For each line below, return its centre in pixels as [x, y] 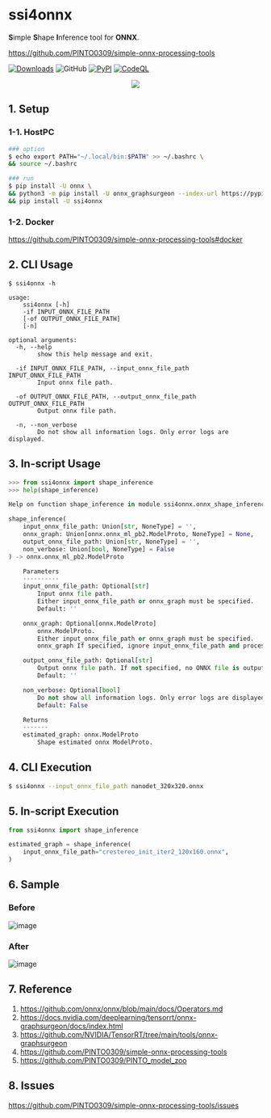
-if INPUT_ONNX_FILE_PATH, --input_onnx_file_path [102, 368]
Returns [35, 720]
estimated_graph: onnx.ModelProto [81, 735]
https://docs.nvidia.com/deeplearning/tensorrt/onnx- [108, 1017]
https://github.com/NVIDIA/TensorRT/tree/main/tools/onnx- [119, 1034]
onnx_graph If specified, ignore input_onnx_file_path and [139, 646]
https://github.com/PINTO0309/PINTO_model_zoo [103, 1060]
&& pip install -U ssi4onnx [56, 201]
